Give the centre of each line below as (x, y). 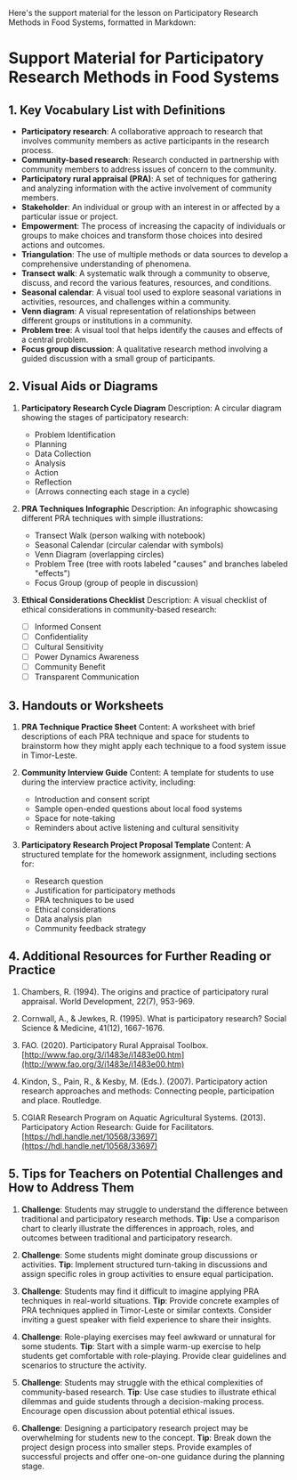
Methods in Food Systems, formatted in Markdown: (102, 22)
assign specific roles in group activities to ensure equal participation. (147, 1273)
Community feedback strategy (90, 928)
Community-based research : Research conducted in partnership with (150, 160)
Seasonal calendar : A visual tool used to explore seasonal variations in (151, 292)
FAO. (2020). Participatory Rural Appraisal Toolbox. (115, 1045)
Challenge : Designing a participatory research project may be (135, 1427)
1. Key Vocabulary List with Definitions (117, 110)
